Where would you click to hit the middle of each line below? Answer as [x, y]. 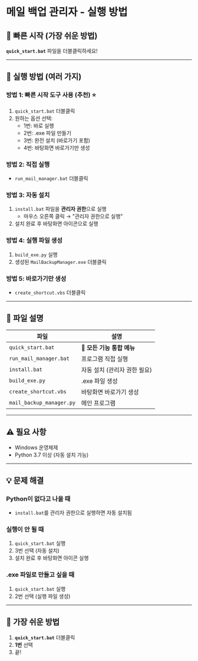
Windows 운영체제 [36, 447]
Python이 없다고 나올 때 [38, 498]
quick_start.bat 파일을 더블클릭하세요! [52, 51]
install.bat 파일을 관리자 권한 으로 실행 [61, 209]
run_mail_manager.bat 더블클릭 [51, 178]
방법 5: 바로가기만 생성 [36, 279]
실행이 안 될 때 [25, 530]
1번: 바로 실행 [39, 125]
